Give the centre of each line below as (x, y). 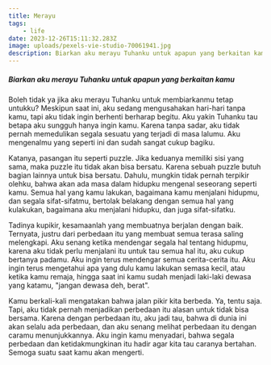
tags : (17, 23)
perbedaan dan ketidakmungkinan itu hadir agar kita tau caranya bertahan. (132, 343)
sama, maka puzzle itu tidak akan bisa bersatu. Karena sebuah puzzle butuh (135, 166)
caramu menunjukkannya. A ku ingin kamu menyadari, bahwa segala (121, 335)
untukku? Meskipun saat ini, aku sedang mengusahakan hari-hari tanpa (127, 108)
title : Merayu (32, 16)
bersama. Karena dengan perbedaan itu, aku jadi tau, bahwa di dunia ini (128, 318)
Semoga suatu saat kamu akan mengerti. (76, 352)
